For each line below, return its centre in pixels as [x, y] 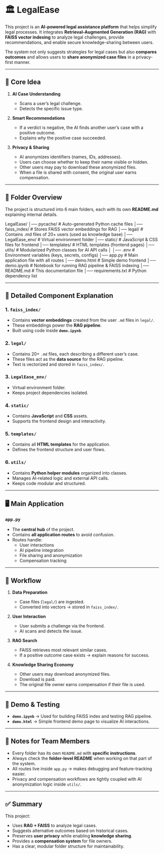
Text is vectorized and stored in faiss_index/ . [58, 364]
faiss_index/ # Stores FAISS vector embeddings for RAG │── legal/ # [74, 229]
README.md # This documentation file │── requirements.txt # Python [76, 271]
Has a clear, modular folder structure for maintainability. [68, 846]
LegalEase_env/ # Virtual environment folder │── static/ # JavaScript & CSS [82, 239]
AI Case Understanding [36, 94]
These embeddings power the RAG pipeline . [57, 325]
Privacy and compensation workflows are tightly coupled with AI [77, 779]
